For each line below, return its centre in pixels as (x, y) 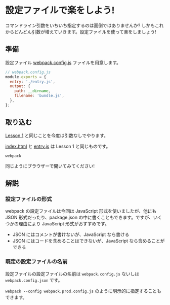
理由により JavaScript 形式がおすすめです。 (64, 224)
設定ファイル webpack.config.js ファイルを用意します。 (63, 62)
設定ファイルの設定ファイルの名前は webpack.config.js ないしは (72, 274)
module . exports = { (26, 77)
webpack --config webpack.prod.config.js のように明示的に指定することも (83, 291)
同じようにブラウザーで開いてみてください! (50, 166)
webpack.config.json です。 (34, 280)
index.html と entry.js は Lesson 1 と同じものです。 (58, 146)
